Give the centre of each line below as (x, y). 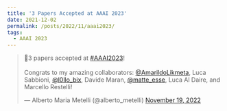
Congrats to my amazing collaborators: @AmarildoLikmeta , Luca (115, 73)
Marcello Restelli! (48, 87)
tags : (15, 32)
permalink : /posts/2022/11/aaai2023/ (61, 26)
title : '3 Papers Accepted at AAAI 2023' (67, 13)
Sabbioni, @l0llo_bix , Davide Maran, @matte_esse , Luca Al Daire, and (122, 80)
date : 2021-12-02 (32, 20)
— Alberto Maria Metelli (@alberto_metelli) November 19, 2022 (112, 100)
